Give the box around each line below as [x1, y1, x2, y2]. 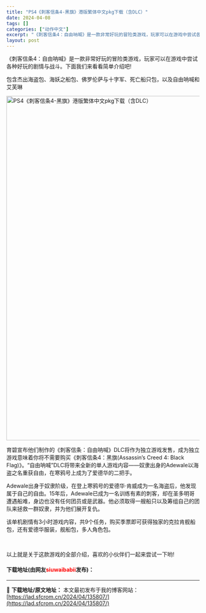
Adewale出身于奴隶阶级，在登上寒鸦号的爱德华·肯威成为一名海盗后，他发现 [6, 482, 197, 489]
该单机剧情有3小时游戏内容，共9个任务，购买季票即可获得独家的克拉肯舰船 [6, 518, 196, 525]
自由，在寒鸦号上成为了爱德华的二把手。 [32, 469, 135, 476]
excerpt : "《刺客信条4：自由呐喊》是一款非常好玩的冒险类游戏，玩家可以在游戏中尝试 [6, 32, 196, 38]
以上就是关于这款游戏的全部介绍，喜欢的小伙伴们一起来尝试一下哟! [6, 551, 175, 558]
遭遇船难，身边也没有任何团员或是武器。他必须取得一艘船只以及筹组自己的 [6, 497, 194, 505]
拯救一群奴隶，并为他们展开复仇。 [17, 505, 103, 512]
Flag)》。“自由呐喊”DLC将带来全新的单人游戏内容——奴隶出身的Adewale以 [6, 462, 194, 468]
